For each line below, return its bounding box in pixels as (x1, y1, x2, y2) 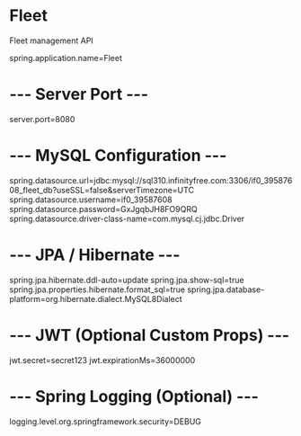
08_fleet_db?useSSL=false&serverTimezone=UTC (9, 184, 195, 195)
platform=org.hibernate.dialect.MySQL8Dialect (9, 293, 182, 304)
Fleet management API (9, 35, 94, 46)
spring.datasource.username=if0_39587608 (9, 194, 173, 205)
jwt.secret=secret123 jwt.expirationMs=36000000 (9, 354, 196, 365)
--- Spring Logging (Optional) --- (9, 386, 259, 406)
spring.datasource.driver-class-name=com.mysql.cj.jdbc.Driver (9, 213, 245, 224)
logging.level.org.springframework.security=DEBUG (9, 415, 202, 427)
